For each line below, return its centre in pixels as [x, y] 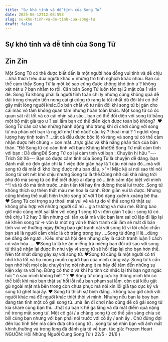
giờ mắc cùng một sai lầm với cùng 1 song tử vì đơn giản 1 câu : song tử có [82, 212]
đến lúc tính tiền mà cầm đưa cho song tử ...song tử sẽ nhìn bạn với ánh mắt [83, 323]
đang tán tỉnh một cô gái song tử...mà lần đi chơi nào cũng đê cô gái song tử [84, 302]
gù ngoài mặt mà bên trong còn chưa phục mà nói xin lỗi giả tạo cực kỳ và [82, 286]
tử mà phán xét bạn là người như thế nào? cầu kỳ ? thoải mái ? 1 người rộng [82, 132]
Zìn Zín [16, 61]
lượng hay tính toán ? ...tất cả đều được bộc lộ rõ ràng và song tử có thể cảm [84, 137]
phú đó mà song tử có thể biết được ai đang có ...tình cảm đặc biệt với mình [83, 180]
